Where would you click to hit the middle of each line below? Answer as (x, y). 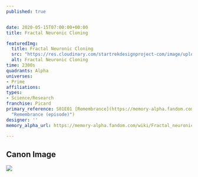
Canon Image (31, 154)
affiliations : (24, 87)
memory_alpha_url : (29, 125)
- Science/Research (30, 98)
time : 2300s (21, 65)
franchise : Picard (29, 103)
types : (14, 93)
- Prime (16, 82)
